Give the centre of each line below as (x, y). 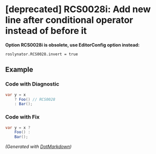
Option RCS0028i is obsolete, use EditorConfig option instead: (72, 45)
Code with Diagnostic (32, 84)
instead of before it (46, 31)
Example (19, 70)
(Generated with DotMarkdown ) (38, 147)
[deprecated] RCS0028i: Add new (78, 9)
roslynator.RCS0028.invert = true (42, 54)
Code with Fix (23, 117)
